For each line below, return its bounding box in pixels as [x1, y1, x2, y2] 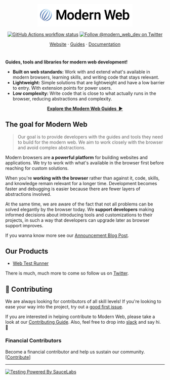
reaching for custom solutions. [5, 165, 69, 171]
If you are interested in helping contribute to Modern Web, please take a [5, 314, 155, 320]
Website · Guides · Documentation [50, 41, 120, 47]
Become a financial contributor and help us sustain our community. [5, 349, 145, 355]
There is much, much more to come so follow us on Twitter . [5, 270, 129, 277]
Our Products [5, 247, 49, 256]
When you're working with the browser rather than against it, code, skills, [5, 175, 160, 181]
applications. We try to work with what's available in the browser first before [5, 159, 164, 166]
